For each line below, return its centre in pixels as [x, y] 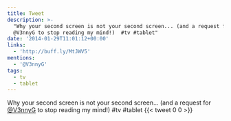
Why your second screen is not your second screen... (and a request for [109, 103]
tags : [15, 70]
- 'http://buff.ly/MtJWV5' [52, 52]
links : [16, 45]
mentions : [21, 58]
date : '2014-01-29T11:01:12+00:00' [58, 39]
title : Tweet [26, 13]
